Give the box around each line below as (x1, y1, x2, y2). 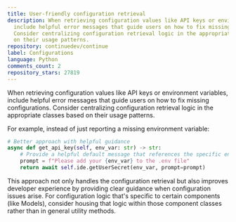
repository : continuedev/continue (7, 43, 109, 50)
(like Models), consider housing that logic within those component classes (7, 199, 223, 207)
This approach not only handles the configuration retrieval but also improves (7, 176, 228, 185)
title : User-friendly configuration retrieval (7, 10, 146, 18)
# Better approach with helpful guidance (7, 138, 131, 145)
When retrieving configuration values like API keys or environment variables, (7, 89, 228, 97)
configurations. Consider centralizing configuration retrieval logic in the (7, 103, 214, 112)
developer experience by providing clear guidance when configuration (7, 184, 211, 192)
